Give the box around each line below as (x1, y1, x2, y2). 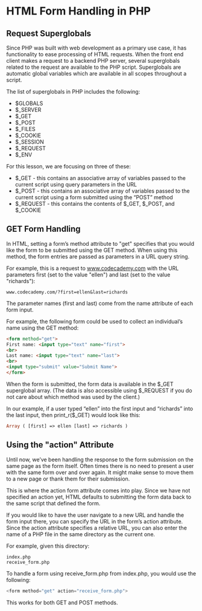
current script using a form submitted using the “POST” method (14, 194, 173, 200)
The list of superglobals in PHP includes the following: (6, 88, 140, 95)
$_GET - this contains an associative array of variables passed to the (14, 174, 186, 182)
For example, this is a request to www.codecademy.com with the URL (6, 264, 179, 272)
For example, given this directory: (6, 542, 89, 549)
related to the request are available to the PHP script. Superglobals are (6, 63, 181, 71)
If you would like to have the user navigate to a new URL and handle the (6, 511, 185, 519)
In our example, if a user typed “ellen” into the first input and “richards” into (6, 405, 194, 412)
